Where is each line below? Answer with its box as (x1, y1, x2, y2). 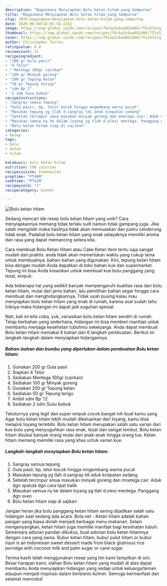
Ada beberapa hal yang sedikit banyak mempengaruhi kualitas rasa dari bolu (5, 282, 162, 288)
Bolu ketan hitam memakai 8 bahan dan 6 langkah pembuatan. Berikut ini (5, 329, 155, 335)
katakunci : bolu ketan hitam (5, 160, 66, 165)
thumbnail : (5, 30, 28, 35)
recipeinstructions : (5, 95, 48, 100)
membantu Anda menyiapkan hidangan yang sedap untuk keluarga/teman (5, 565, 157, 571)
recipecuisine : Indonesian (5, 169, 61, 175)
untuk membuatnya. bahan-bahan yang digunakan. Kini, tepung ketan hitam (5, 257, 161, 263)
